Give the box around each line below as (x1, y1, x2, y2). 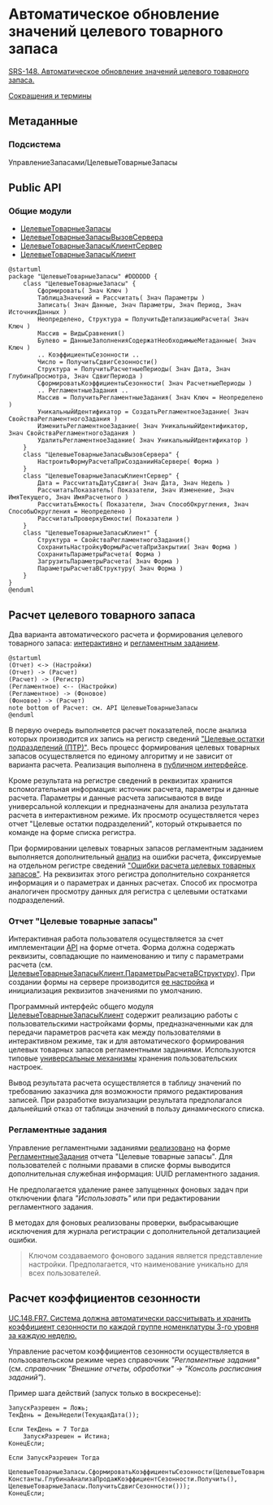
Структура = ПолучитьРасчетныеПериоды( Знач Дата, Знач (37, 365, 231, 374)
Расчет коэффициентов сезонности (8, 1292, 201, 1306)
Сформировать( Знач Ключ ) (37, 287, 129, 295)
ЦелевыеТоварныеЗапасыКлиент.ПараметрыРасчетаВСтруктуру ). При (8, 969, 256, 978)
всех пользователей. (28, 1267, 102, 1278)
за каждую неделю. (8, 1330, 77, 1340)
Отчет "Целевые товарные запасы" (8, 916, 158, 927)
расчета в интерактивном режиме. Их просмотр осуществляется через (8, 811, 260, 820)
